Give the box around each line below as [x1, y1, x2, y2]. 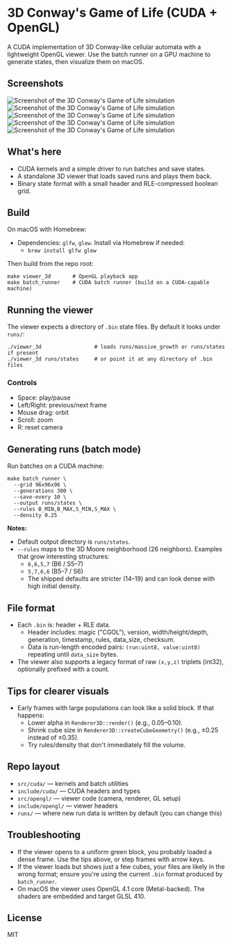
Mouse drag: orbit [17, 409, 69, 417]
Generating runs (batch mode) [7, 443, 141, 455]
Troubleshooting [7, 829, 81, 841]
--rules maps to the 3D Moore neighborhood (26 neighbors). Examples [17, 545, 222, 553]
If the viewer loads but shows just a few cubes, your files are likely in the [17, 862, 225, 871]
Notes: [7, 524, 28, 533]
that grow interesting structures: [17, 552, 110, 561]
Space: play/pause [17, 393, 71, 402]
